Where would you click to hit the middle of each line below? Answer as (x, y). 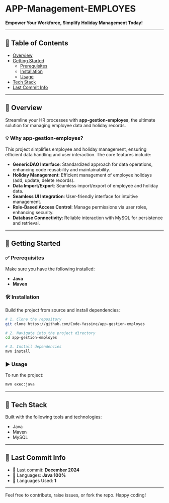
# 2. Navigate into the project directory (50, 333)
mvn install (18, 351)
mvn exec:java (20, 384)
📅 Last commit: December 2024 (46, 470)
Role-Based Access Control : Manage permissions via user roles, (80, 207)
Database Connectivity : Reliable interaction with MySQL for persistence (88, 218)
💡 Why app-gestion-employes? (45, 138)
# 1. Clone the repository (33, 319)
